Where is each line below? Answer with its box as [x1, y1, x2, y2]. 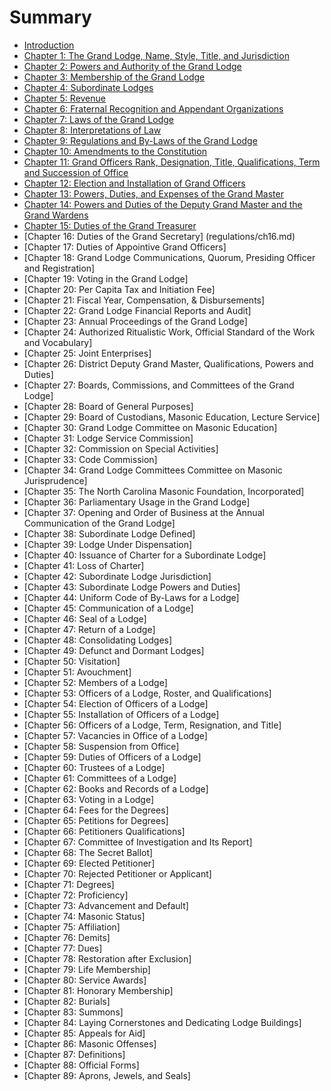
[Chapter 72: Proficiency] [23, 889, 129, 901]
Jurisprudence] [23, 474, 88, 486]
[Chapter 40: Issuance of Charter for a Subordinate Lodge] [23, 549, 267, 561]
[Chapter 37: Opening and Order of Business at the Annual [23, 506, 265, 518]
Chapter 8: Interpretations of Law [23, 124, 162, 136]
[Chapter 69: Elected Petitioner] [23, 857, 156, 869]
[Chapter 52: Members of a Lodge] [23, 676, 168, 688]
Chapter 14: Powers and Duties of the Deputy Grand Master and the [23, 198, 303, 210]
